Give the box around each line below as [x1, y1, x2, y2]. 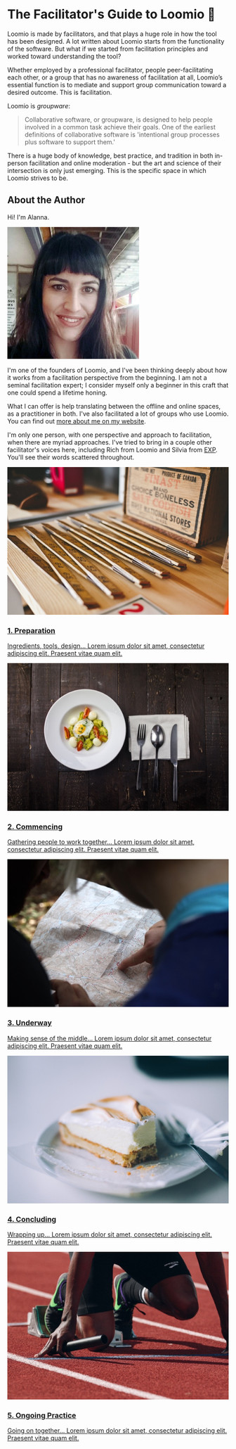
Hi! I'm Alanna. [7, 212, 50, 221]
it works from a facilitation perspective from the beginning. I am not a [7, 373, 207, 382]
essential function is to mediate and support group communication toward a [7, 80, 227, 89]
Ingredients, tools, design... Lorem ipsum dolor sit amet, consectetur [7, 641, 205, 650]
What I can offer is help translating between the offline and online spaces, [7, 402, 221, 410]
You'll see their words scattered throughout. [7, 453, 135, 461]
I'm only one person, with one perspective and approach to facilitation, [7, 430, 212, 439]
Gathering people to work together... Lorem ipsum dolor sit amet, [7, 838, 195, 846]
